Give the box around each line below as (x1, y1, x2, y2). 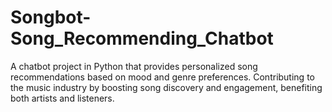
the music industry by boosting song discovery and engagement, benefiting (10, 81, 323, 93)
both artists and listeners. (10, 92, 115, 104)
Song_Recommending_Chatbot (10, 27, 274, 50)
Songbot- (10, 6, 92, 29)
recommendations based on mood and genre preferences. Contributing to (10, 71, 315, 83)
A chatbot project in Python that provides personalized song (10, 60, 258, 72)
